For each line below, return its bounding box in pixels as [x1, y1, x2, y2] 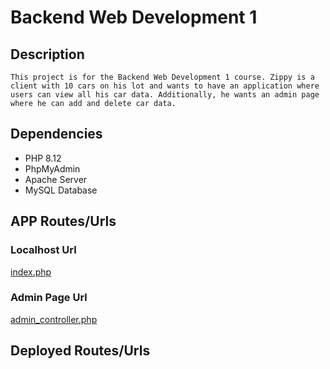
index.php [10, 266, 52, 278]
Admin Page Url [10, 291, 88, 305]
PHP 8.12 [24, 152, 62, 164]
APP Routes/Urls [10, 213, 117, 230]
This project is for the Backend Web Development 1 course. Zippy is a [10, 72, 315, 82]
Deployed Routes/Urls [10, 342, 151, 360]
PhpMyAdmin [24, 162, 81, 175]
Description [10, 46, 85, 63]
